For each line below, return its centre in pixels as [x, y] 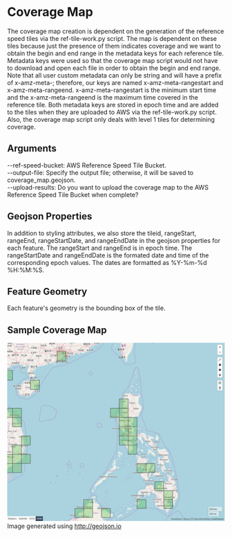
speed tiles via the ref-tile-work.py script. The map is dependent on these [112, 38]
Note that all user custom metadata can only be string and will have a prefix [115, 75]
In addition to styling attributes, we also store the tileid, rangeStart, [102, 233]
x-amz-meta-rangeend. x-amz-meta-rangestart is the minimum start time [112, 90]
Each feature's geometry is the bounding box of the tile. [86, 308]
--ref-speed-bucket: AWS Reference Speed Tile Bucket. [87, 165]
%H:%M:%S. [26, 270]
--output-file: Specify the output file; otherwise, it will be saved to [100, 172]
